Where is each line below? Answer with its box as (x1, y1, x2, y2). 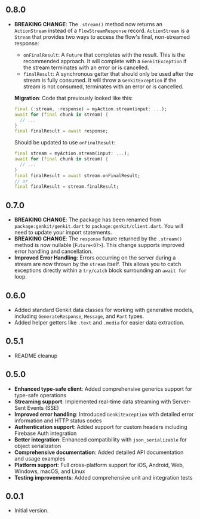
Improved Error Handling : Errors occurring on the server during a (14, 254, 176, 261)
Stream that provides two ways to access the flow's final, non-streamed (14, 33, 190, 41)
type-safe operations (14, 391, 67, 398)
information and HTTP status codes (14, 417, 102, 424)
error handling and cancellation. (14, 248, 93, 255)
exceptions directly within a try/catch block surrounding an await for (14, 267, 187, 274)
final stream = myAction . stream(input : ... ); (14, 150, 130, 157)
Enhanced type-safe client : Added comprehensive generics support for (14, 385, 192, 393)
